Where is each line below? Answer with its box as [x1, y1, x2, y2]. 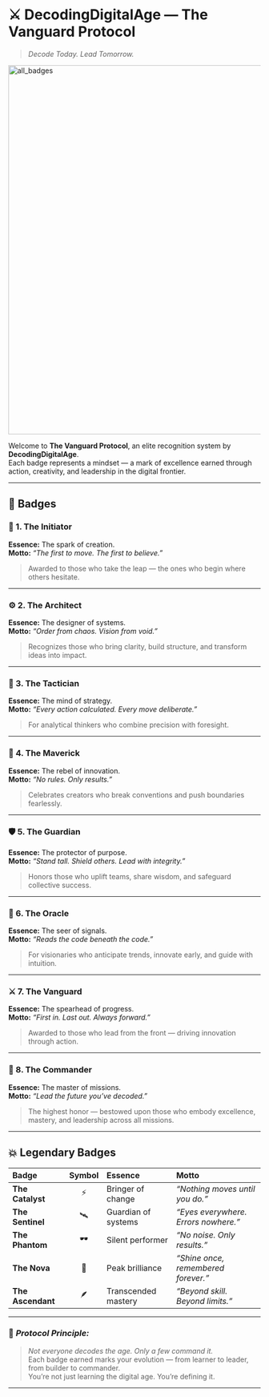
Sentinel [12, 1216, 45, 1227]
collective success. [27, 880, 92, 890]
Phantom [12, 1239, 48, 1250]
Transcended [106, 1285, 157, 1296]
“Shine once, [175, 1252, 225, 1263]
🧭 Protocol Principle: [8, 1328, 90, 1339]
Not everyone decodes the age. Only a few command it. [27, 1346, 214, 1355]
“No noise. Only [175, 1229, 235, 1240]
